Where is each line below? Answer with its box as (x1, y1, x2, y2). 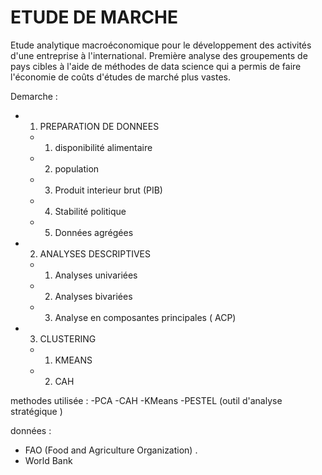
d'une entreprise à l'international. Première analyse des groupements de (10, 49, 308, 61)
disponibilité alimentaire (54, 141, 153, 153)
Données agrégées (54, 226, 134, 238)
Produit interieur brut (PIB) (54, 184, 163, 196)
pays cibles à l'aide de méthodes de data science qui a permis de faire (10, 60, 302, 72)
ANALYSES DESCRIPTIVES (39, 247, 152, 260)
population (54, 162, 100, 175)
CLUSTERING (39, 332, 97, 345)
